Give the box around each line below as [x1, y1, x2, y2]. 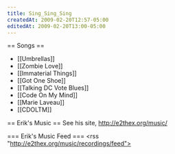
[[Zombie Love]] [16, 62, 63, 70]
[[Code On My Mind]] [16, 91, 78, 99]
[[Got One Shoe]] [16, 77, 67, 85]
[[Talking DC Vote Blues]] [16, 84, 89, 92]
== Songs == [7, 42, 45, 50]
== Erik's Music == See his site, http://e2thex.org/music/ [7, 119, 168, 127]
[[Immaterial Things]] [16, 69, 77, 77]
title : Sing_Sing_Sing [7, 10, 72, 17]
